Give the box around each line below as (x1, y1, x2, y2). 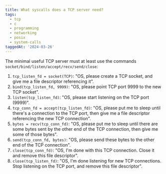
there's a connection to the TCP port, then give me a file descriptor (12, 110, 150, 116)
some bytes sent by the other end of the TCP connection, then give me (12, 126, 159, 132)
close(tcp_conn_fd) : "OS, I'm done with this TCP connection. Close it (12, 147, 155, 153)
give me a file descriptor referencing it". (12, 78, 94, 84)
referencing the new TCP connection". (12, 115, 91, 121)
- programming (9, 26, 39, 31)
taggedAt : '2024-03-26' (5, 44, 55, 49)
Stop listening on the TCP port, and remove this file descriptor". (12, 163, 143, 169)
